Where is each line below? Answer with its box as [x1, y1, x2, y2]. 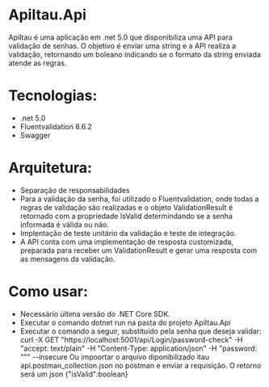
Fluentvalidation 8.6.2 [19, 121, 93, 131]
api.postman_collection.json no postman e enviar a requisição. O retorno [19, 360, 262, 370]
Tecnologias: [8, 86, 98, 105]
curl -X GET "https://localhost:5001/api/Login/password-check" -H [19, 334, 243, 344]
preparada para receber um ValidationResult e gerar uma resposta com [19, 245, 258, 255]
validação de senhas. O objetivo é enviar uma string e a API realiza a [8, 40, 237, 50]
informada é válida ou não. [19, 220, 109, 229]
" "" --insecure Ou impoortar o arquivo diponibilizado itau [19, 351, 210, 361]
